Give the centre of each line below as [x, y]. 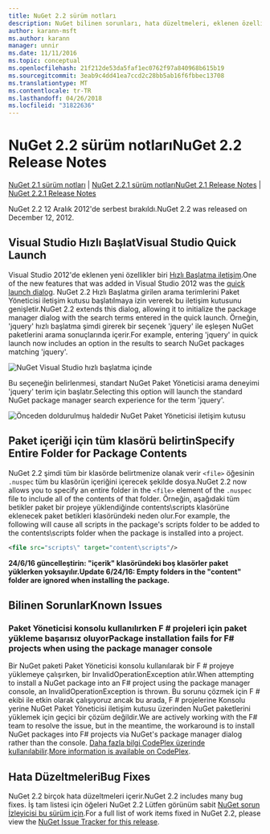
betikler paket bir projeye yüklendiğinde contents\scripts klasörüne [119, 507]
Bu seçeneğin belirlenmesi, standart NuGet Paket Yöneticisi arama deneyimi [134, 382]
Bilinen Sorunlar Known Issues [86, 605]
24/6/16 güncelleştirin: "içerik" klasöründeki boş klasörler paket [119, 563]
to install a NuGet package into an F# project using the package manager [129, 683]
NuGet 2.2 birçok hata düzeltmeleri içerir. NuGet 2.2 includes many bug [126, 796]
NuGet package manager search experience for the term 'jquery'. [117, 400]
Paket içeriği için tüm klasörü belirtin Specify [122, 441]
